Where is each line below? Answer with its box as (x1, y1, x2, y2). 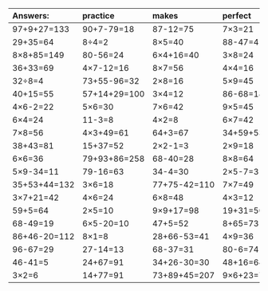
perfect (222, 10, 251, 21)
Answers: (12, 10, 49, 21)
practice (82, 10, 115, 21)
